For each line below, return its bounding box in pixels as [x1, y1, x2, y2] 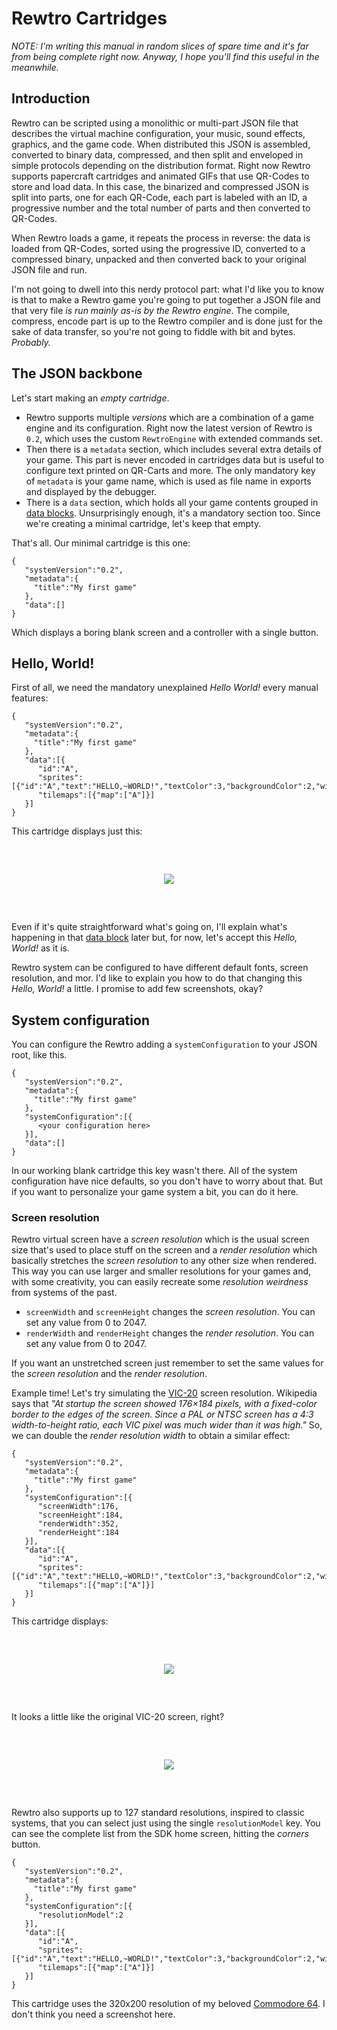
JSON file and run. [11, 263, 88, 276]
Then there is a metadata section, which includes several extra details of [25, 443, 323, 455]
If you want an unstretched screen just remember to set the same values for [11, 1357, 324, 1369]
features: [11, 692, 49, 704]
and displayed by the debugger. [25, 485, 158, 497]
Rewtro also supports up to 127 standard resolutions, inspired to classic [11, 1807, 305, 1819]
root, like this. [11, 1049, 68, 1061]
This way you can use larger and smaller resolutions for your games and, [11, 1265, 312, 1277]
